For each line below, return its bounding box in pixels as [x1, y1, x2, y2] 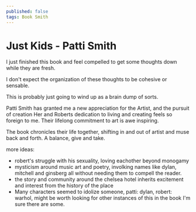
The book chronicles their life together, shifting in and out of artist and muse [6, 128, 190, 135]
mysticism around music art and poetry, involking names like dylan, [14, 164, 177, 171]
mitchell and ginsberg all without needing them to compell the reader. [14, 170, 182, 177]
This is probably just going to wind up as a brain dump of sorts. [6, 93, 159, 100]
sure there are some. [14, 201, 66, 208]
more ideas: [6, 146, 35, 153]
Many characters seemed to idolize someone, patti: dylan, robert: [14, 188, 173, 196]
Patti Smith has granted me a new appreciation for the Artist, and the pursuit [6, 105, 190, 112]
